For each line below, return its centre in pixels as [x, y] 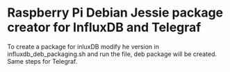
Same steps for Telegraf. [42, 61]
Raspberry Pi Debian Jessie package [115, 13]
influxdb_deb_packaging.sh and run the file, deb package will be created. [112, 54]
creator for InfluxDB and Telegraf [104, 27]
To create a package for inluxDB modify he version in [83, 46]
